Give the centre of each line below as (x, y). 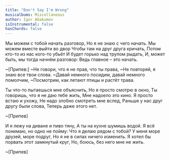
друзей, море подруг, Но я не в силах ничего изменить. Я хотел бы (78, 137)
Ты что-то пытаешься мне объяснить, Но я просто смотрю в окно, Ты (81, 90)
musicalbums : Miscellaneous (35, 15)
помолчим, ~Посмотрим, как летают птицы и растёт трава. (70, 80)
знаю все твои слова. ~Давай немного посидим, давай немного (75, 75)
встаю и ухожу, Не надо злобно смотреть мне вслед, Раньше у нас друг (84, 101)
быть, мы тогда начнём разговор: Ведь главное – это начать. (72, 59)
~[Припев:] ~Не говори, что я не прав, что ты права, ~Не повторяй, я (80, 70)
